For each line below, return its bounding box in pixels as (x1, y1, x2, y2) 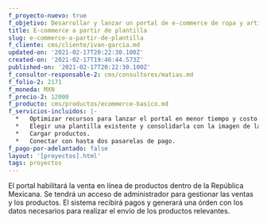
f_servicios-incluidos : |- (8, 108, 98, 116)
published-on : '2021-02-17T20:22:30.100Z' (8, 63, 151, 71)
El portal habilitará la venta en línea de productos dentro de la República (8, 181, 244, 190)
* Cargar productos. (15, 129, 91, 137)
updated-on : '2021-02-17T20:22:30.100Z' (8, 48, 145, 56)
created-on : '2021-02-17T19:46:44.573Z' (8, 56, 145, 64)
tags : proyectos (8, 160, 62, 167)
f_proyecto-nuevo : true (8, 11, 87, 20)
